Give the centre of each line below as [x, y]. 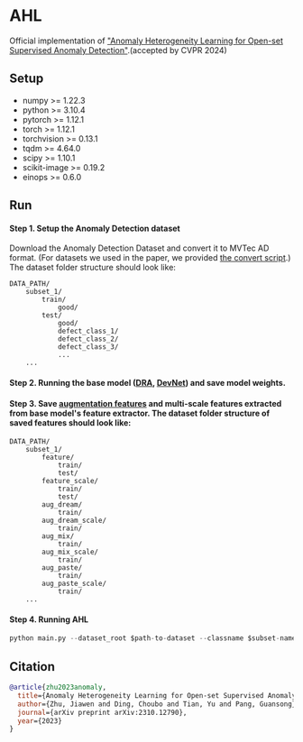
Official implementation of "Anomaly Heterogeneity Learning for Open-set [147, 41]
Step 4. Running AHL [49, 619]
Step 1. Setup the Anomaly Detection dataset [95, 228]
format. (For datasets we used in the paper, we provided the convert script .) [150, 258]
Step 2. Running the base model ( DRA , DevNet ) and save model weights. [147, 382]
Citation [32, 667]
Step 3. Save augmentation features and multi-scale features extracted [146, 403]
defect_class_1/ [88, 331]
